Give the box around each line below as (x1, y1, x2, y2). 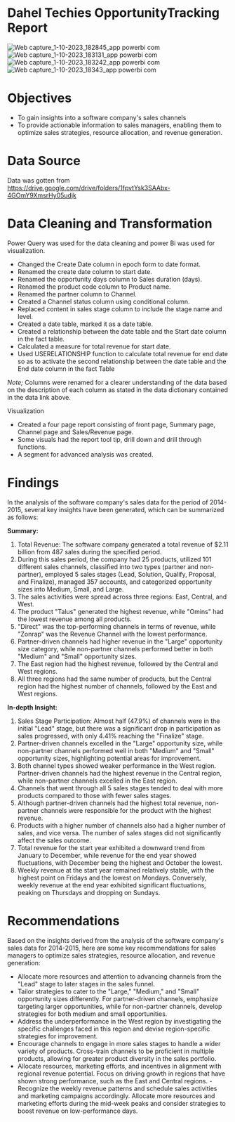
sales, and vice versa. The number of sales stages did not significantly (17, 828, 222, 837)
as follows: (7, 513, 39, 521)
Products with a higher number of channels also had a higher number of (17, 821, 226, 830)
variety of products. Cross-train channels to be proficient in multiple (17, 1047, 215, 1055)
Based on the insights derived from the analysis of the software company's (7, 936, 224, 944)
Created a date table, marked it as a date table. (17, 320, 153, 328)
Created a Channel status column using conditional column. (17, 297, 191, 306)
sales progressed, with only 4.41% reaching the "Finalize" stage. (17, 731, 204, 740)
